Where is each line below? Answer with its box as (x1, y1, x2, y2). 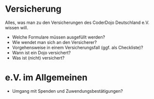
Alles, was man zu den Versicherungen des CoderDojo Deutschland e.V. (5, 20, 150, 25)
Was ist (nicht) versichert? (12, 55, 65, 60)
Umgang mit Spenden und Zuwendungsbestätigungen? (12, 88, 123, 94)
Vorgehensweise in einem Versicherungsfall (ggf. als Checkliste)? (12, 44, 143, 50)
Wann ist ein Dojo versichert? (12, 50, 71, 56)
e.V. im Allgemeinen (5, 72, 87, 83)
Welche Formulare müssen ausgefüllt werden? (12, 34, 105, 40)
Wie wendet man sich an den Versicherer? (12, 39, 97, 45)
